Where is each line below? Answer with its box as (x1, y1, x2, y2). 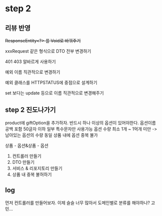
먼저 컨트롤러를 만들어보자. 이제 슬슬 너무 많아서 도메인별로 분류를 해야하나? (5, 200, 150, 206)
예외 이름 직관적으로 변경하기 (5, 69, 60, 75)
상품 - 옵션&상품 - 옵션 (5, 142, 49, 148)
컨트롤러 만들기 (12, 153, 42, 159)
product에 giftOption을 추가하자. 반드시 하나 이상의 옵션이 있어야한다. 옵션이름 (5, 120, 156, 125)
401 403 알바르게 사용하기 (5, 59, 56, 64)
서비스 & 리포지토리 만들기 (12, 165, 63, 171)
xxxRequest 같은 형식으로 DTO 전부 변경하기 (5, 48, 92, 54)
